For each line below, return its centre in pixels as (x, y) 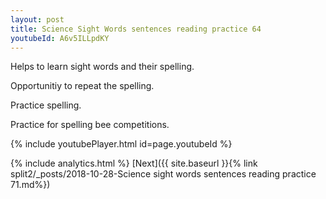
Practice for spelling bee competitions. (90, 125)
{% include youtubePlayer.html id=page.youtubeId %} (121, 144)
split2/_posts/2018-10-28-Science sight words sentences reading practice (163, 174)
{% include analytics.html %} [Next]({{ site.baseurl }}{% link (134, 163)
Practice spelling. (46, 105)
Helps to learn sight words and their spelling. (102, 67)
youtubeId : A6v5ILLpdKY (60, 38)
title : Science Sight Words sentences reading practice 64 (136, 29)
